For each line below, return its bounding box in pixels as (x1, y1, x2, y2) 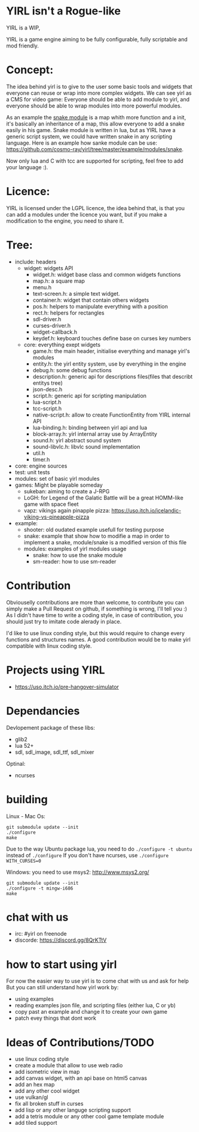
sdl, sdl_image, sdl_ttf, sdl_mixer (14, 748, 94, 756)
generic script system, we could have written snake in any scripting (6, 133, 172, 140)
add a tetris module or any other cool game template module (14, 1113, 164, 1120)
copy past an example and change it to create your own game (14, 1008, 167, 1016)
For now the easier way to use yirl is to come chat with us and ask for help (6, 977, 189, 985)
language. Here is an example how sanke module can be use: (6, 139, 157, 146)
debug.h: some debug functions (32, 366, 112, 373)
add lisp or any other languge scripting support (14, 1106, 131, 1114)
